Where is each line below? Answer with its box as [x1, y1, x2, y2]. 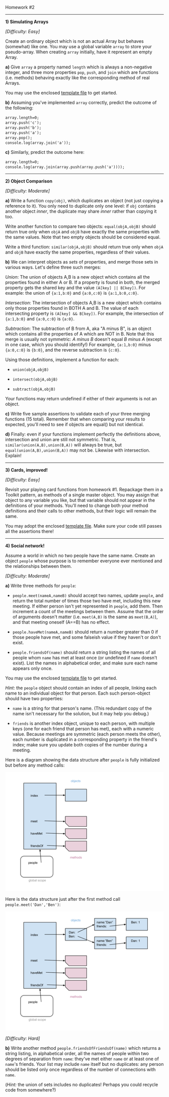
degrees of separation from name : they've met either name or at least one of [5, 1056, 159, 1062]
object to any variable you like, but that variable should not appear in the [5, 497, 155, 503]
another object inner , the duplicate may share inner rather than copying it [5, 208, 157, 214]
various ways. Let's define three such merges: [5, 264, 102, 270]
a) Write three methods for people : [5, 583, 76, 588]
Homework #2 [5, 5, 35, 10]
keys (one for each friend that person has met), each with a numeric [12, 726, 154, 731]
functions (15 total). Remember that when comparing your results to [5, 416, 145, 422]
